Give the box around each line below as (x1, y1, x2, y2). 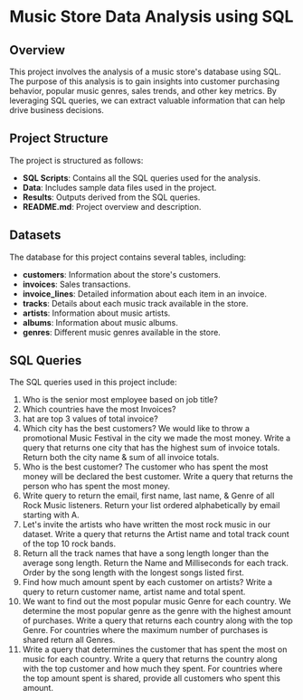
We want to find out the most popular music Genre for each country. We (22, 596, 291, 607)
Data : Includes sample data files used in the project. (22, 182, 217, 193)
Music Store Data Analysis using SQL (9, 6, 294, 27)
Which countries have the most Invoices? (22, 404, 176, 415)
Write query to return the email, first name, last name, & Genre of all (22, 490, 275, 501)
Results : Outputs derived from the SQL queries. (22, 192, 201, 203)
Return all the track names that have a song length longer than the (22, 548, 270, 559)
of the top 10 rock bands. (22, 538, 116, 549)
